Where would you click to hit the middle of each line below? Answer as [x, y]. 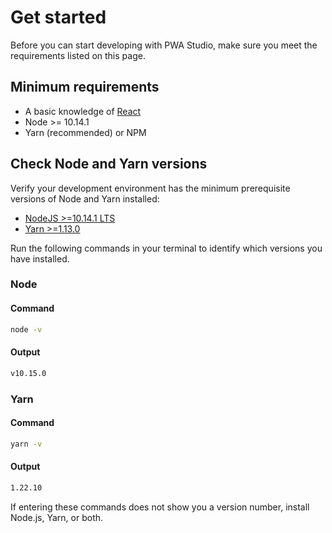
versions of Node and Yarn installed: [85, 198]
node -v [26, 329]
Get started [58, 17]
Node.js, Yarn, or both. [57, 517]
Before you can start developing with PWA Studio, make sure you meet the [164, 45]
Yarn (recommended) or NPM [85, 132]
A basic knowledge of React [83, 111]
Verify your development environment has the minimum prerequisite [150, 188]
